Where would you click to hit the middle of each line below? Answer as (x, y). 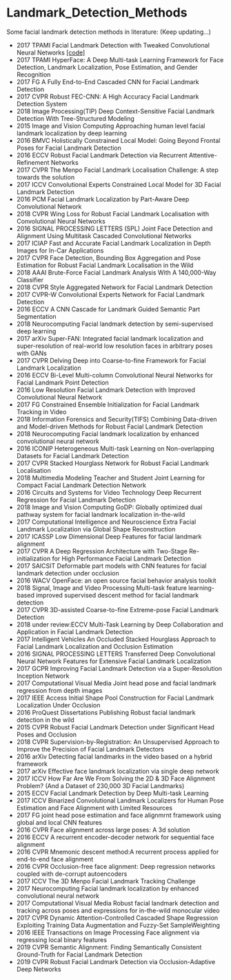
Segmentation (36, 316)
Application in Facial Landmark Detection (75, 631)
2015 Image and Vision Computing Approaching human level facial (111, 126)
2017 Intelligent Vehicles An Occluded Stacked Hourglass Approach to (116, 639)
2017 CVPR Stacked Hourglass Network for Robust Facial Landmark (113, 463)
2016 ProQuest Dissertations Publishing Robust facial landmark (106, 712)
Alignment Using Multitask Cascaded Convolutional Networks (104, 235)
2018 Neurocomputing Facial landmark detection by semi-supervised (114, 324)
